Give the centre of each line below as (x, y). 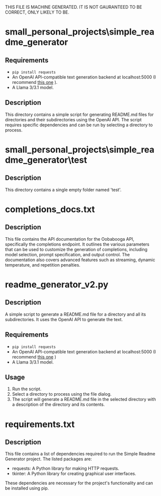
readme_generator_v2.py (57, 285)
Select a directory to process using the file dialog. (62, 394)
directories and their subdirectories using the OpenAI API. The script (73, 119)
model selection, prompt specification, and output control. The (67, 254)
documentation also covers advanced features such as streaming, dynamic (80, 260)
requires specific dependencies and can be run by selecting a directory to (79, 125)
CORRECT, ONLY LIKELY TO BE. (37, 12)
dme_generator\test (46, 160)
